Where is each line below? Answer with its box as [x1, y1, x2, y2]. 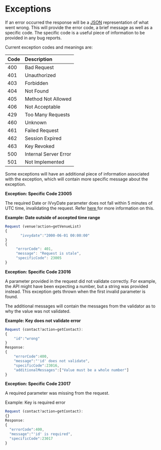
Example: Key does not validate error [5, 318, 81, 323]
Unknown [25, 119, 47, 126]
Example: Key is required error [5, 400, 66, 405]
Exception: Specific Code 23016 [5, 269, 71, 274]
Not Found [25, 87, 49, 94]
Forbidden [25, 80, 48, 86]
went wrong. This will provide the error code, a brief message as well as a [5, 24, 153, 30]
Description [25, 56, 52, 63]
